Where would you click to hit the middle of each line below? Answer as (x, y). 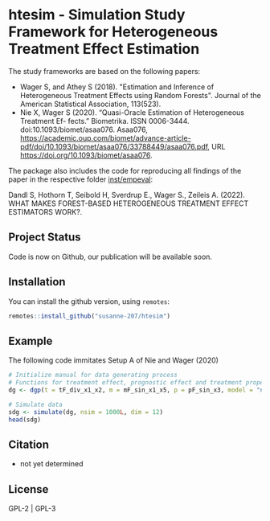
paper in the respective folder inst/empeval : (81, 179)
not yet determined (51, 464)
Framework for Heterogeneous (113, 32)
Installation (37, 282)
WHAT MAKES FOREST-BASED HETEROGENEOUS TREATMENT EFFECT (129, 203)
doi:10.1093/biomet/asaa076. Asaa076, (84, 129)
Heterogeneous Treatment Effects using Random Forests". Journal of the (140, 95)
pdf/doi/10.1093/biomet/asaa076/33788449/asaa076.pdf (114, 146)
